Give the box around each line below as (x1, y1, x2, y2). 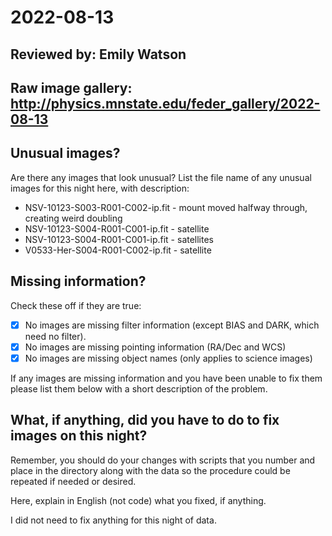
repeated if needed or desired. (10, 475, 137, 487)
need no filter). (24, 330, 87, 342)
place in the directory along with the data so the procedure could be (10, 464, 291, 476)
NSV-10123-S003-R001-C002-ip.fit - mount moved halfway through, (24, 201, 308, 213)
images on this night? (10, 427, 148, 445)
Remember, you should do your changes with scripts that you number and (10, 454, 316, 466)
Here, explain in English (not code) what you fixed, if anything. (10, 494, 267, 506)
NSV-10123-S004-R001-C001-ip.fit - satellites (24, 233, 215, 245)
